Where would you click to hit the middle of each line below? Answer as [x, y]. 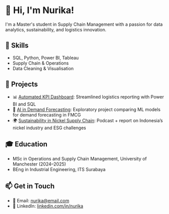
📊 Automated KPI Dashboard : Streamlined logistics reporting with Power [88, 97]
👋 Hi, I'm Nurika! [40, 10]
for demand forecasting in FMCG [47, 115]
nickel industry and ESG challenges [49, 128]
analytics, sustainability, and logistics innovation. [56, 29]
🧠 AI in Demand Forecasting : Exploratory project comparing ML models [86, 109]
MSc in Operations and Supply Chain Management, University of [80, 159]
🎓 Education [26, 144]
